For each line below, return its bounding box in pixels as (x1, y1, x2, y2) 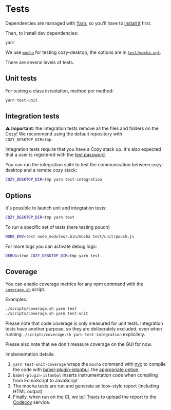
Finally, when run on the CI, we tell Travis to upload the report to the (12, 394, 157, 400)
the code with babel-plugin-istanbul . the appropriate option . (12, 366, 140, 373)
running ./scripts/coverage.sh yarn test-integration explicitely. (5, 331, 145, 338)
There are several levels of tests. (5, 59, 74, 65)
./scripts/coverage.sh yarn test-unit (5, 311, 88, 316)
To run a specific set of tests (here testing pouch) (5, 224, 110, 230)
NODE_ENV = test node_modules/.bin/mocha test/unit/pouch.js (5, 234, 135, 239)
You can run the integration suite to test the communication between (5, 162, 150, 168)
